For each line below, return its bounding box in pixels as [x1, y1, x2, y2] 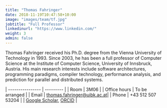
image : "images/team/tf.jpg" [5, 17, 67, 22]
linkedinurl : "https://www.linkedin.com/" [5, 26, 97, 31]
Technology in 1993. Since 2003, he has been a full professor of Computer [5, 55, 162, 61]
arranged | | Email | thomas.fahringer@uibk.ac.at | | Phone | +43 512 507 [5, 92, 156, 98]
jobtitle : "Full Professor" [5, 21, 65, 27]
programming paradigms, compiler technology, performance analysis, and [5, 71, 161, 77]
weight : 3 [5, 31, 26, 36]
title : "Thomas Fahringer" [5, 7, 63, 13]
